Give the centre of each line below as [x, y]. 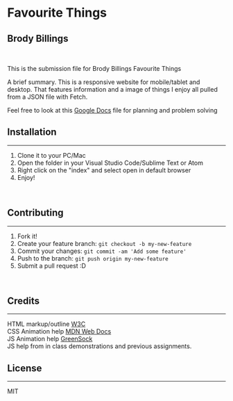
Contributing [35, 213]
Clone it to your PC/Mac [52, 155]
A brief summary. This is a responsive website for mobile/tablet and [104, 82]
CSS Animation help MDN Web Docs [59, 332]
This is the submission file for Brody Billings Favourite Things [94, 68]
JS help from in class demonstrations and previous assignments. [100, 346]
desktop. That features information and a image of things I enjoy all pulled [113, 89]
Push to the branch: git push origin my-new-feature [93, 258]
